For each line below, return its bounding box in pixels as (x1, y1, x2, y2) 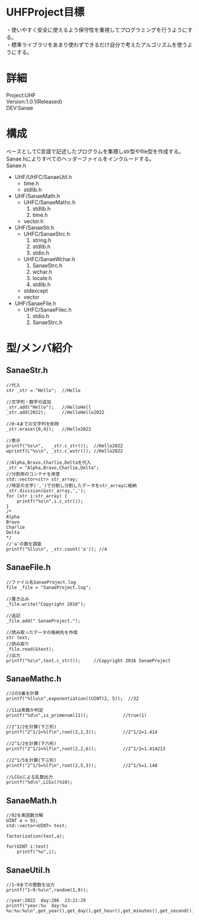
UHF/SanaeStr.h (14, 224, 54, 231)
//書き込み (6, 596, 30, 602)
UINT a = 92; (6, 818, 38, 824)
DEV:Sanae (6, 104, 34, 111)
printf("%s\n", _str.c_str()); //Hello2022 (6, 442, 123, 449)
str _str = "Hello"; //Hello (6, 387, 81, 393)
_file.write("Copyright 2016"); (6, 601, 86, 607)
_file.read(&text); (6, 646, 54, 652)
